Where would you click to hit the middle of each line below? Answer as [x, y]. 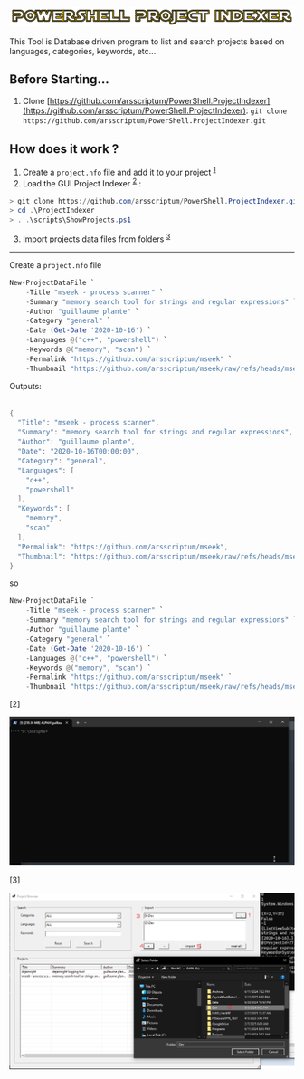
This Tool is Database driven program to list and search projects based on [147, 41]
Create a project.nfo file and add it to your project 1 [119, 172]
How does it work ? [64, 149]
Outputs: [26, 386]
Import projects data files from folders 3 [96, 238]
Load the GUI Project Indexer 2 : [82, 182]
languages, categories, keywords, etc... [83, 51]
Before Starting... [60, 80]
